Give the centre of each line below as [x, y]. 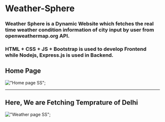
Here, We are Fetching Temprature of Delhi [72, 103]
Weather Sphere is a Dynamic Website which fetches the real [79, 24]
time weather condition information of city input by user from [80, 30]
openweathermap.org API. [37, 36]
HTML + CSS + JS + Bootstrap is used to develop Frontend [76, 49]
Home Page [23, 71]
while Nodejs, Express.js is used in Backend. [59, 55]
